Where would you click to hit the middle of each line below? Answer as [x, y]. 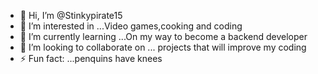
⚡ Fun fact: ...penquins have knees [91, 58]
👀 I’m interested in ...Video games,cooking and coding [131, 26]
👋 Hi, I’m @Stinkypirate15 [71, 15]
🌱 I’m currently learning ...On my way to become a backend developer [163, 36]
